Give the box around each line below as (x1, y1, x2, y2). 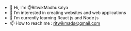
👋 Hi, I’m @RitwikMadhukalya (9, 5, 68, 10)
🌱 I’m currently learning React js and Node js (9, 15, 99, 20)
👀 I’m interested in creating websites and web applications (9, 10, 126, 15)
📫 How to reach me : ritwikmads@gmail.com (9, 20, 100, 26)
